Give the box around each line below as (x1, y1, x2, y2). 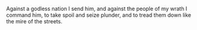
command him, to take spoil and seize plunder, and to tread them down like (6, 11, 192, 19)
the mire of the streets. (6, 18, 63, 25)
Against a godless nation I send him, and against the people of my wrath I (6, 5, 187, 12)
